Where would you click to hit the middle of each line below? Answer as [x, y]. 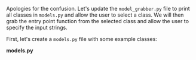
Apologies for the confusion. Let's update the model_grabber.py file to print [98, 9]
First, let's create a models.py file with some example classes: [82, 39]
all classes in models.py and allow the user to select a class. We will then [95, 15]
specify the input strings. [37, 27]
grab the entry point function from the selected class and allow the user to [98, 21]
